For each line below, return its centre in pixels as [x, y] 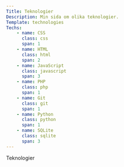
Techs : [14, 28]
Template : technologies [35, 22]
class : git [35, 103]
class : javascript [44, 71]
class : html [36, 55]
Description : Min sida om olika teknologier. [62, 17]
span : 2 [31, 60]
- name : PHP [31, 82]
